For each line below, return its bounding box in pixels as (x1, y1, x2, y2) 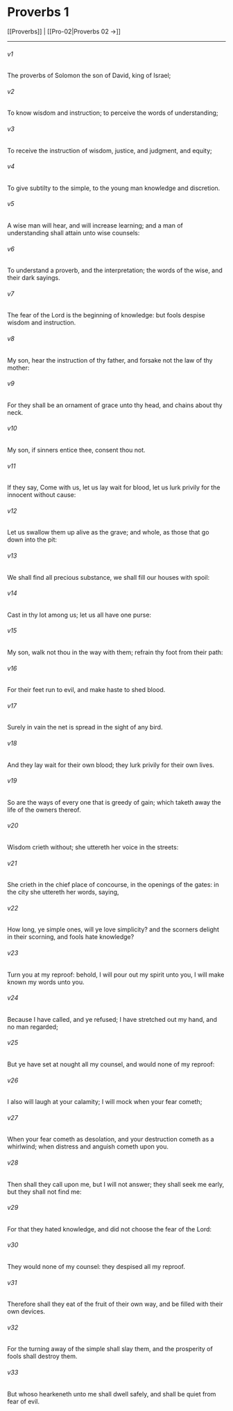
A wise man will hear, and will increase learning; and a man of (7, 221, 184, 230)
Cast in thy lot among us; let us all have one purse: (7, 610, 151, 619)
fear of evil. (7, 1397, 40, 1405)
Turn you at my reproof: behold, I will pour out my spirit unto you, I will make (7, 970, 225, 979)
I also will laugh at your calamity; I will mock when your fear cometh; (7, 1098, 202, 1106)
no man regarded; (7, 1023, 59, 1031)
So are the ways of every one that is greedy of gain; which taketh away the (7, 798, 221, 806)
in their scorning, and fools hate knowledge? (7, 933, 135, 941)
